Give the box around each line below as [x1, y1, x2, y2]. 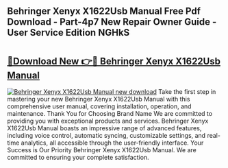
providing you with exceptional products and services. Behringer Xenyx [7, 117, 209, 125]
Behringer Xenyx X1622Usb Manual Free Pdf [7, 5, 201, 17]
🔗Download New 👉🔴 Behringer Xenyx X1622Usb [7, 55, 221, 67]
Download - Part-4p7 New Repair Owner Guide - [7, 16, 217, 28]
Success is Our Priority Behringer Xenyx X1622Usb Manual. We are [7, 146, 197, 154]
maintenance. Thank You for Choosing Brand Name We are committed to [7, 110, 213, 117]
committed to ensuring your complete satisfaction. [7, 154, 149, 161]
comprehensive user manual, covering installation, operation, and [7, 102, 192, 110]
